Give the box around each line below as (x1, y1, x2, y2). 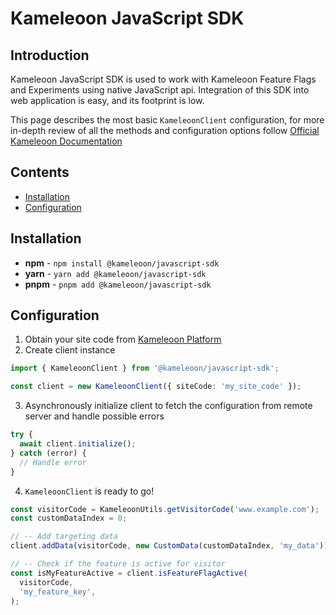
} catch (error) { (10, 448, 87, 458)
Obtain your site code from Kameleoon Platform (24, 333, 222, 346)
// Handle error (19, 457, 87, 467)
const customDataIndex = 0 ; (10, 513, 128, 524)
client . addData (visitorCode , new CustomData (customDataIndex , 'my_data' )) (10, 541, 329, 551)
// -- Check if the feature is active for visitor (10, 559, 226, 569)
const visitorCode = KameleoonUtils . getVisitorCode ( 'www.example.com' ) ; (10, 504, 320, 514)
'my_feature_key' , (19, 587, 97, 597)
